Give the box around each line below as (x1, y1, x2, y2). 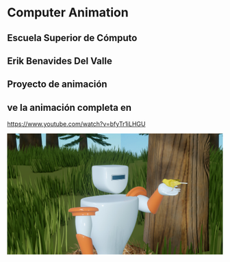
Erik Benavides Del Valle (7, 55, 113, 66)
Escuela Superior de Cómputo (7, 32, 138, 44)
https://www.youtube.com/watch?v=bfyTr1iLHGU (7, 120, 146, 128)
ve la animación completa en (7, 101, 132, 114)
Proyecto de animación (7, 79, 107, 90)
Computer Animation (7, 5, 129, 21)
